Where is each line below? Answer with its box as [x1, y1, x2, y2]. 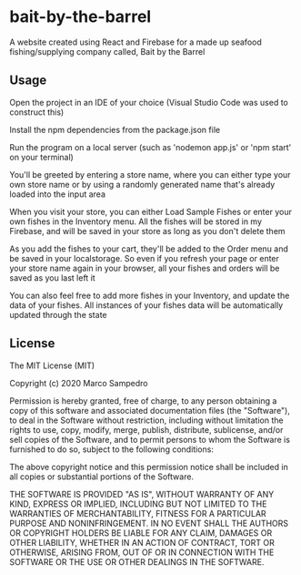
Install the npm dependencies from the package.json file [9, 124, 221, 135]
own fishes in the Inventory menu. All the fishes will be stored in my [9, 216, 262, 227]
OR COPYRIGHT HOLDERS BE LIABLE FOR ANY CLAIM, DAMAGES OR [9, 527, 273, 539]
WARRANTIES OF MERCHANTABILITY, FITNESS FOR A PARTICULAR [9, 508, 266, 519]
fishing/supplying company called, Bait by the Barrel [9, 46, 206, 56]
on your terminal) [9, 151, 75, 162]
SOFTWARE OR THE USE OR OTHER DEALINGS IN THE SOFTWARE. [9, 556, 265, 567]
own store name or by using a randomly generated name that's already [9, 179, 276, 190]
